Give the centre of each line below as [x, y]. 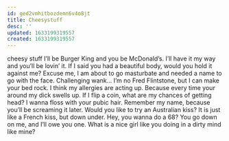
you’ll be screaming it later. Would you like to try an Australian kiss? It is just [114, 110]
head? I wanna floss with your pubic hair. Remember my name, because [109, 102]
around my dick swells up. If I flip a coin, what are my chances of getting [109, 95]
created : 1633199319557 [41, 39]
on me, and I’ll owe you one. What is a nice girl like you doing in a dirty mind [114, 124]
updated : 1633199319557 [41, 33]
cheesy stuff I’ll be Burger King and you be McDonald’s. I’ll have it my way [111, 58]
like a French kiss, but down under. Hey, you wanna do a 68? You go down [112, 117]
